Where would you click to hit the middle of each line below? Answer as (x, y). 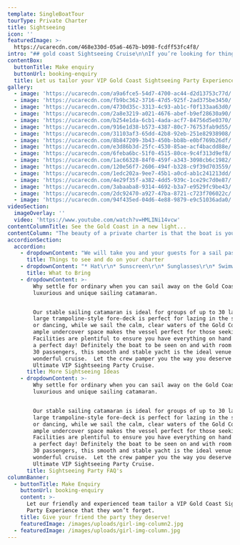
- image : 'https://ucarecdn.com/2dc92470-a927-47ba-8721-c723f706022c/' (124, 194)
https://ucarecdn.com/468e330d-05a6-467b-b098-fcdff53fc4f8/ (107, 47)
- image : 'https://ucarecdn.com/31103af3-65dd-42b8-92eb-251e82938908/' (124, 134)
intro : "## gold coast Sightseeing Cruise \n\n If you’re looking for (111, 54)
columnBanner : (29, 477)
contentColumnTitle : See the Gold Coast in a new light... (97, 226)
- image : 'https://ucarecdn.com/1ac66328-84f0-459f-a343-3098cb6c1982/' (124, 160)
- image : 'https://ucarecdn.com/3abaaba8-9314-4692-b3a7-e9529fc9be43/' (124, 186)
